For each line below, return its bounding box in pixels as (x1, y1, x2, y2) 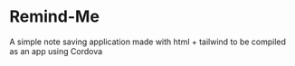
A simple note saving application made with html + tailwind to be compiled (9, 36, 287, 47)
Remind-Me (9, 6, 100, 27)
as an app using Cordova (9, 45, 103, 56)
